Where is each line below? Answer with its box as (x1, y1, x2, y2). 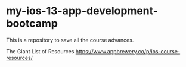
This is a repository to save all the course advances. (6, 36, 134, 43)
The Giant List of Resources (6, 47, 75, 55)
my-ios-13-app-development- (6, 4, 159, 18)
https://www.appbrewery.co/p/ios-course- (75, 47, 181, 55)
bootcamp (6, 17, 58, 30)
